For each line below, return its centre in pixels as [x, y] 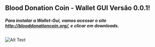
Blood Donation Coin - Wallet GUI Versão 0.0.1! [78, 8]
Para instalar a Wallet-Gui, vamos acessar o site [56, 20]
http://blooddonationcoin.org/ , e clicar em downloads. [62, 25]
